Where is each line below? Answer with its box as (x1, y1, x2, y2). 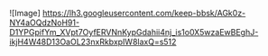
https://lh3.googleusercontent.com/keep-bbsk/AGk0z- (42, 8, 246, 18)
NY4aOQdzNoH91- (9, 17, 79, 28)
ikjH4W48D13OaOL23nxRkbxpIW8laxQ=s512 (9, 36, 177, 47)
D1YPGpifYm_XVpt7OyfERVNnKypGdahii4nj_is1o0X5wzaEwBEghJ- (9, 27, 259, 37)
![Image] (9, 8, 41, 18)
